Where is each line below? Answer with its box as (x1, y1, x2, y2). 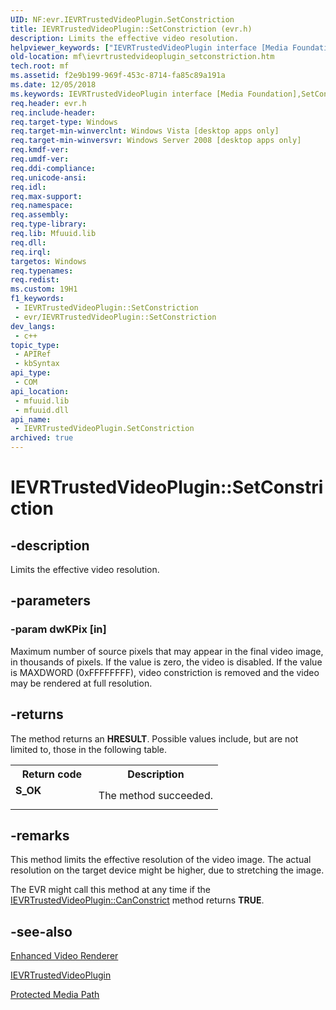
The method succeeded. (98, 788, 213, 802)
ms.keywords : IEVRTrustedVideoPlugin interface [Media (10, 89, 244, 99)
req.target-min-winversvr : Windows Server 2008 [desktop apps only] (10, 136, 302, 146)
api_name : (10, 414, 52, 425)
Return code (21, 767, 83, 781)
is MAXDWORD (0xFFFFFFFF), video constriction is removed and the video (10, 666, 320, 678)
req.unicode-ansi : (10, 172, 87, 183)
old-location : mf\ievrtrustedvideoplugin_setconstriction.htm (10, 52, 275, 62)
